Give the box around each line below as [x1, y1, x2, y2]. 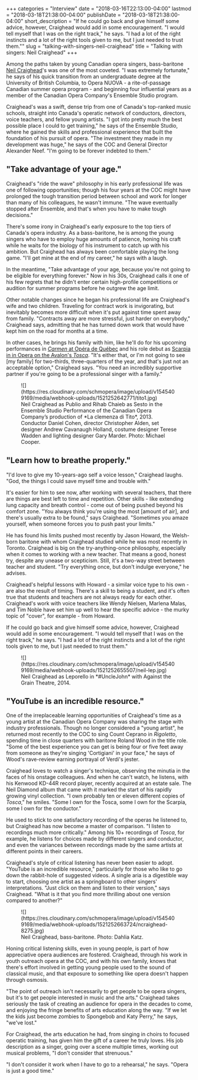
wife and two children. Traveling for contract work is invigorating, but [6, 302, 174, 309]
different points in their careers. [6, 848, 83, 855]
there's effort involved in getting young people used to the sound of [6, 964, 171, 971]
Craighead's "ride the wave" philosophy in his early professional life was [6, 180, 183, 187]
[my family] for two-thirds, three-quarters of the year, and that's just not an [6, 358, 189, 365]
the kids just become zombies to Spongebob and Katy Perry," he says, [6, 1013, 178, 1020]
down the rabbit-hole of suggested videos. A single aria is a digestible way [6, 872, 188, 879]
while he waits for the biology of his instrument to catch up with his [6, 242, 170, 249]
